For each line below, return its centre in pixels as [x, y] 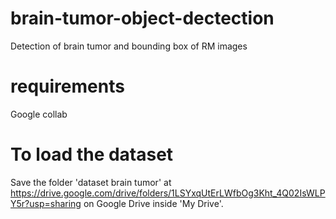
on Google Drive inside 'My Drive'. [153, 203]
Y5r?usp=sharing [46, 203]
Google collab [39, 114]
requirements [67, 86]
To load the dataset [92, 154]
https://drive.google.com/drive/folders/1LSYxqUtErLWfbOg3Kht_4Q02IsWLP [168, 193]
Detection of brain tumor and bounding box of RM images [129, 46]
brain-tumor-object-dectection [142, 18]
